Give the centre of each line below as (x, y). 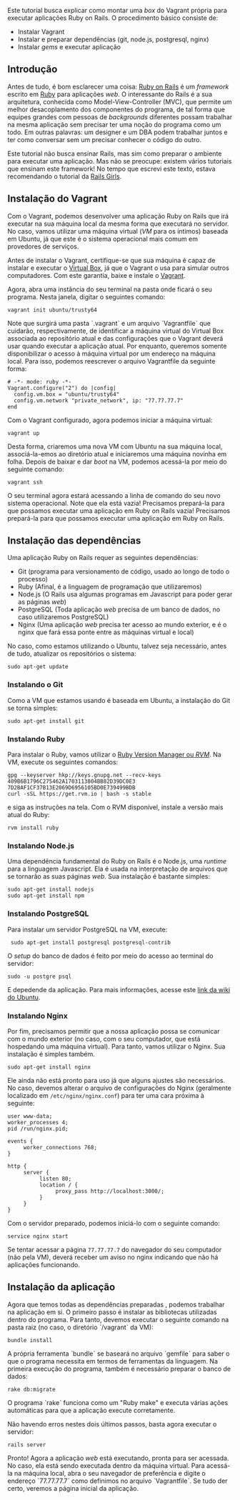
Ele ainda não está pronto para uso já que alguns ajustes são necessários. (116, 1080)
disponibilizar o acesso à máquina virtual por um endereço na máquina (111, 354)
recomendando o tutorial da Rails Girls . (65, 176)
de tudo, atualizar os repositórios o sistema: (72, 654)
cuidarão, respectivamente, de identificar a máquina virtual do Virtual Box (116, 331)
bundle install (30, 1340)
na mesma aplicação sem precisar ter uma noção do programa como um (114, 124)
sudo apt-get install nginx (49, 1067)
